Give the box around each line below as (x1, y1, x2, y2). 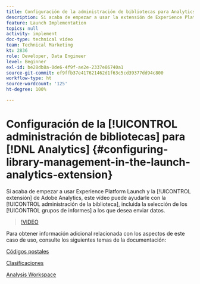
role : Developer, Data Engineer (6, 53, 86, 59)
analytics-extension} (6, 168, 113, 182)
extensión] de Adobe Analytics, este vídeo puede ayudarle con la (6, 194, 166, 201)
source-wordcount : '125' (6, 81, 68, 87)
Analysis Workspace (6, 271, 57, 278)
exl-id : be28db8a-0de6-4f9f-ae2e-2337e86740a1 (6, 64, 124, 70)
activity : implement (6, 31, 58, 37)
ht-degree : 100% (6, 87, 46, 92)
